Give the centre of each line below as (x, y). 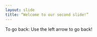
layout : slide (20, 10)
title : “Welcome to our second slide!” (47, 15)
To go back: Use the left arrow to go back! (49, 29)
